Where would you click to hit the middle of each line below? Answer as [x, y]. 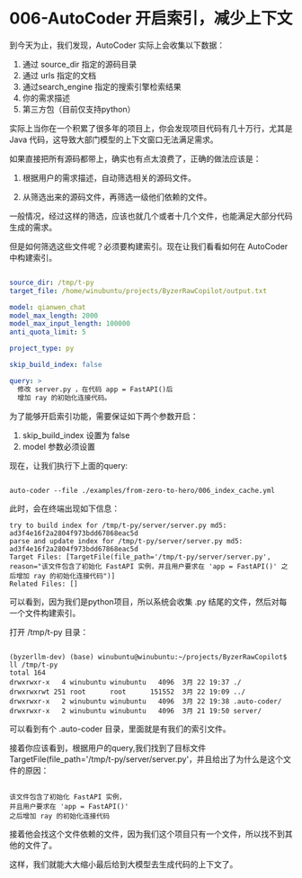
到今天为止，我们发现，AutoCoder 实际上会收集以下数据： [117, 45]
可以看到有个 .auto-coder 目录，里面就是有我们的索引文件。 [120, 729]
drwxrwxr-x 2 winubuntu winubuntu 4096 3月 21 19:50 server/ [136, 711]
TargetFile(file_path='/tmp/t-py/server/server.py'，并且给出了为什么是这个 [147, 759]
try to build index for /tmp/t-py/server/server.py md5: [118, 525]
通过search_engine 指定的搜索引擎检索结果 [102, 86]
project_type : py [42, 349]
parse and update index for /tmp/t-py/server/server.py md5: [126, 541]
